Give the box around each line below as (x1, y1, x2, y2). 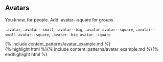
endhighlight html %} (5, 51, 47, 57)
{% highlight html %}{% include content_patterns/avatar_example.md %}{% (5, 46, 159, 52)
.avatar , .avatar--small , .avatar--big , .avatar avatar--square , (5, 26, 135, 32)
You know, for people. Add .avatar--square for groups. (5, 17, 115, 22)
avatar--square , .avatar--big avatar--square (18, 31, 111, 37)
